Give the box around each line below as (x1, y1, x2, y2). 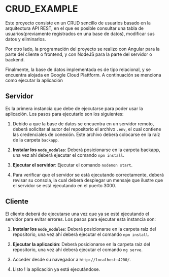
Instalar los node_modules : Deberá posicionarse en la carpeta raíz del (12, 226, 156, 232)
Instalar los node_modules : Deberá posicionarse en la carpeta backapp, (12, 147, 160, 153)
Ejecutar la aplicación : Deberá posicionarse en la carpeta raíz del (12, 241, 151, 247)
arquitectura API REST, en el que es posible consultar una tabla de (5, 25, 144, 31)
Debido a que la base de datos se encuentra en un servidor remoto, (12, 120, 154, 127)
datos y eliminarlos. (5, 36, 46, 42)
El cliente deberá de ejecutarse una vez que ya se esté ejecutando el (5, 211, 149, 217)
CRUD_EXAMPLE (5, 3, 78, 15)
